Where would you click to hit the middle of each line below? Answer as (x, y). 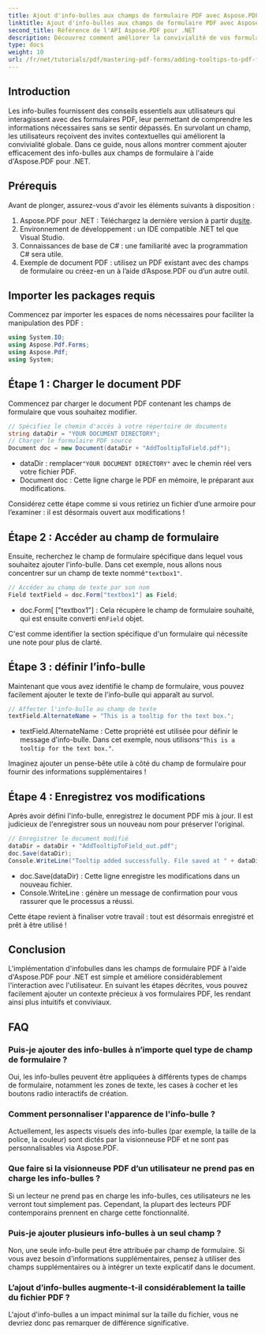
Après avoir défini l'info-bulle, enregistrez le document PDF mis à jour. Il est (131, 816)
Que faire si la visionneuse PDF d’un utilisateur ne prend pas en (131, 1169)
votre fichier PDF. (48, 472)
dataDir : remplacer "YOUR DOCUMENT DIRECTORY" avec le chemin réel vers (136, 463)
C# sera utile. (41, 254)
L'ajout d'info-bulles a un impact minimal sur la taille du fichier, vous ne (123, 1314)
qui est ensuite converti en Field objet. (82, 618)
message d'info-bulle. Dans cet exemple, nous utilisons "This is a (127, 739)
